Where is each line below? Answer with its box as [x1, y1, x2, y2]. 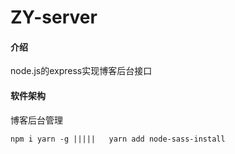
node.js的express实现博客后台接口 [10, 65, 153, 77]
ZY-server [10, 6, 98, 29]
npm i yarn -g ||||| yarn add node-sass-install [10, 134, 226, 144]
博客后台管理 [10, 114, 63, 126]
